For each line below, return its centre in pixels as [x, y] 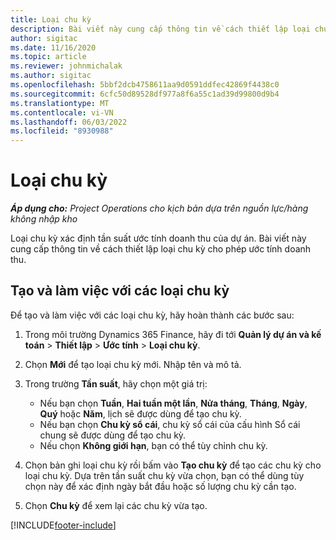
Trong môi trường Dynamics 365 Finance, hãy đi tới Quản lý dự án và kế [173, 334]
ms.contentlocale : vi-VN [62, 112]
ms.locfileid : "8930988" [62, 131]
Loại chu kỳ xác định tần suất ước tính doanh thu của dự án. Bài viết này [158, 238]
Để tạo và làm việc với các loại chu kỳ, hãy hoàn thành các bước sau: [152, 315]
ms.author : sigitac [51, 76]
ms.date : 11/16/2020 [53, 47]
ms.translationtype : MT [60, 103]
